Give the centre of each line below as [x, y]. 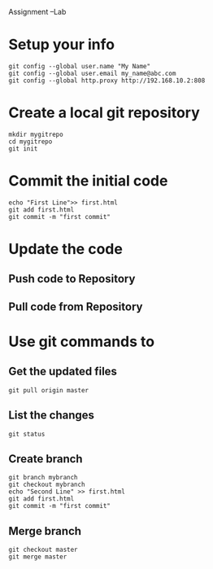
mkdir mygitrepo [36, 134]
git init [23, 149]
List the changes [52, 416]
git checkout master [43, 550]
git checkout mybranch [47, 485]
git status [27, 434]
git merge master [38, 557]
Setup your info [62, 45]
